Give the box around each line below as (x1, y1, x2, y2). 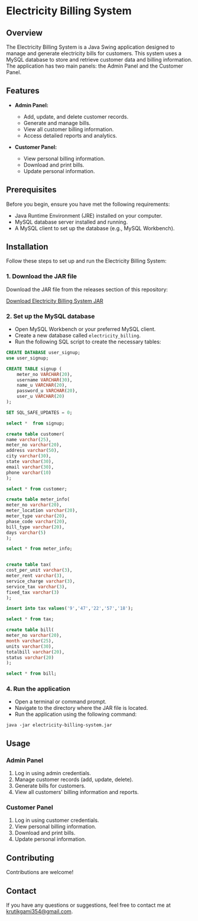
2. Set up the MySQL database (6, 312, 95, 320)
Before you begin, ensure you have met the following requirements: (6, 200, 170, 208)
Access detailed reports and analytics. (23, 132, 117, 139)
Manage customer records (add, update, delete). (14, 776, 134, 783)
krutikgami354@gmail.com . (6, 908, 73, 915)
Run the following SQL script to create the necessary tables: (14, 338, 161, 345)
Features (6, 86, 40, 96)
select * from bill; (6, 671, 57, 677)
